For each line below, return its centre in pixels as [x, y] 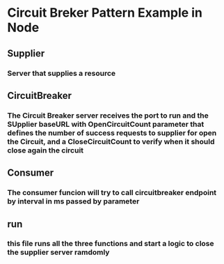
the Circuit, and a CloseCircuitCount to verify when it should [111, 141]
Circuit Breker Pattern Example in [105, 13]
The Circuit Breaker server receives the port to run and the [108, 115]
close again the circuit [46, 150]
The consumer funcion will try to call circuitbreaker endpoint [112, 193]
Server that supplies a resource [62, 73]
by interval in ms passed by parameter [73, 201]
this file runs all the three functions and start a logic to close [111, 244]
